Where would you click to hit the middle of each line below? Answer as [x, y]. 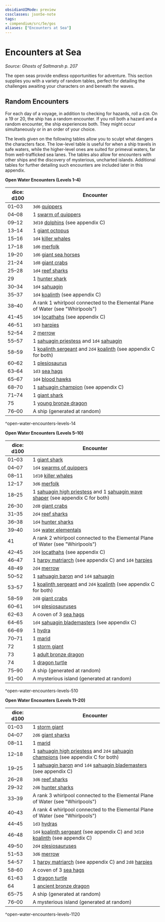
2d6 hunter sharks [53, 787]
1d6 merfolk [46, 246]
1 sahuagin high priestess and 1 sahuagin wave [88, 491]
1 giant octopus [51, 230]
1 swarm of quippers [57, 214]
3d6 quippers [47, 206]
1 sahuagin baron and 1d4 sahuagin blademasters [90, 765]
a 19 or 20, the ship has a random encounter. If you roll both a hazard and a [81, 118]
